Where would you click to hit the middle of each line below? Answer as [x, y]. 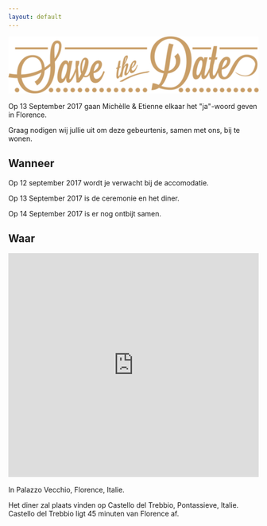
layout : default [35, 17]
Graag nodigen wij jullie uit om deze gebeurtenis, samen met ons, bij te [124, 130]
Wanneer [31, 164]
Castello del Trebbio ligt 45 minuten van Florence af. [94, 514]
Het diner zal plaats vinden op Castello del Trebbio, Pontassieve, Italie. [124, 505]
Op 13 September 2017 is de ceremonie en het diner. [94, 198]
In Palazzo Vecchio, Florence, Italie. [66, 490]
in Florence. [28, 115]
